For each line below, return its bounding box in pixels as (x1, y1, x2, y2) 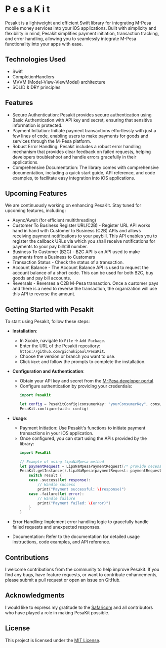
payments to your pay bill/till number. (12, 244, 88, 250)
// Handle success (37, 482, 76, 487)
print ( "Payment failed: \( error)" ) (37, 500, 111, 506)
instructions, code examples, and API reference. (12, 539, 110, 545)
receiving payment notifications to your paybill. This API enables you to (12, 233, 157, 239)
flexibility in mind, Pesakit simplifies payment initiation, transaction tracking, (5, 30, 159, 36)
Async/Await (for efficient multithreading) (12, 217, 96, 223)
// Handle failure (37, 496, 76, 501)
